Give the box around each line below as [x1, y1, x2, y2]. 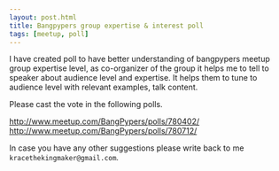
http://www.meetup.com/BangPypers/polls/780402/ [9, 116, 200, 127]
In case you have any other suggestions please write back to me [9, 143, 244, 153]
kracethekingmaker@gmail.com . [9, 152, 120, 163]
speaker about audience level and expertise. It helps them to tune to [9, 73, 258, 83]
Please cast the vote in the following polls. [9, 99, 163, 110]
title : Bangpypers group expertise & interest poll [9, 21, 204, 30]
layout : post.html [9, 12, 77, 22]
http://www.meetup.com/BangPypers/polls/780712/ [9, 126, 198, 136]
